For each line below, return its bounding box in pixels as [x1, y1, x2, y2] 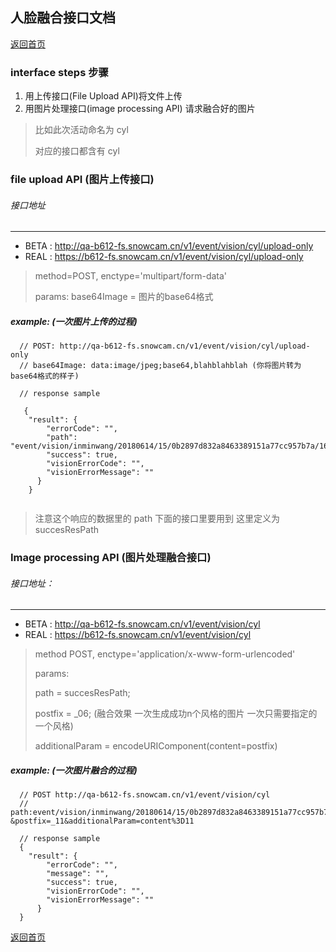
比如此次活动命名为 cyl [34, 124, 129, 136]
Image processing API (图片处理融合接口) [10, 551, 212, 565]
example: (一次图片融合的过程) [10, 764, 138, 776]
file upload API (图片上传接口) [10, 173, 155, 187]
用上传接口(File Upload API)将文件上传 [24, 90, 183, 102]
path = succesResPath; [34, 687, 131, 699]
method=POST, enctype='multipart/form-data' [34, 270, 228, 282]
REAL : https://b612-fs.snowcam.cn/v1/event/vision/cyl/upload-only [24, 251, 304, 263]
